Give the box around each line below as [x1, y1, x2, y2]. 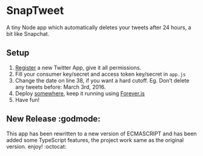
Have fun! [15, 96, 40, 103]
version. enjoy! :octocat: [6, 143, 67, 150]
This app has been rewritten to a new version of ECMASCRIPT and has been [6, 130, 197, 137]
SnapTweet [6, 4, 64, 18]
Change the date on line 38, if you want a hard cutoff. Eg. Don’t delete [15, 76, 190, 84]
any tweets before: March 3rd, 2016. [15, 83, 106, 90]
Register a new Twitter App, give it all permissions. [15, 64, 141, 71]
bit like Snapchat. [6, 30, 50, 37]
